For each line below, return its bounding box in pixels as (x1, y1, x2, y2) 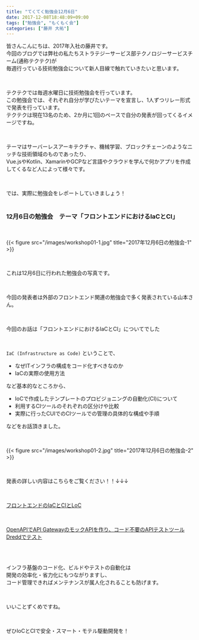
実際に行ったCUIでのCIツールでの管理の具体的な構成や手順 (14, 410, 160, 417)
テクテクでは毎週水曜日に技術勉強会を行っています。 (6, 89, 135, 96)
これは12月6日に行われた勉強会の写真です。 (6, 269, 113, 276)
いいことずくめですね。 (6, 603, 64, 610)
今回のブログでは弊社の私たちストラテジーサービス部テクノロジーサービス (6, 50, 188, 57)
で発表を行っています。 (6, 104, 63, 111)
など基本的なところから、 (6, 382, 69, 389)
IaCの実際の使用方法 (14, 369, 65, 376)
